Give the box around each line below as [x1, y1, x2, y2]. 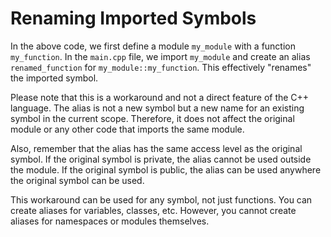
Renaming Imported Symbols [10, 7, 257, 30]
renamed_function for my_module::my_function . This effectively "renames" [10, 61, 312, 73]
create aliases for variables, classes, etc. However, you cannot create [10, 204, 297, 216]
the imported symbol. [10, 72, 99, 84]
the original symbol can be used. [10, 174, 145, 186]
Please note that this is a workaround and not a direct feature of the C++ [10, 91, 310, 103]
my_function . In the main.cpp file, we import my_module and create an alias [10, 50, 311, 62]
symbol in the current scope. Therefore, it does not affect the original [10, 112, 295, 124]
